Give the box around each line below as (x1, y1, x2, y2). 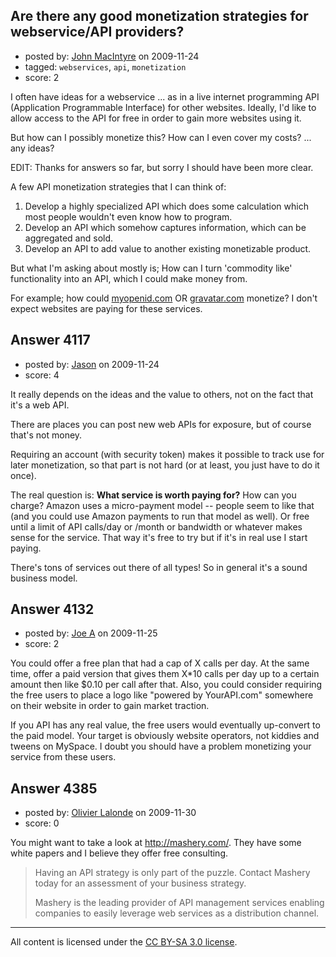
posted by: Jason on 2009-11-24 (24, 358, 160, 370)
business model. (10, 572, 78, 584)
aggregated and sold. (24, 232, 114, 244)
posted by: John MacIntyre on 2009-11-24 (24, 50, 200, 62)
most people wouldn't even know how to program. (24, 210, 233, 223)
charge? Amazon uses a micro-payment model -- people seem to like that (10, 499, 315, 511)
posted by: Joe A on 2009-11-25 (24, 627, 158, 639)
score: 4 (24, 369, 60, 381)
